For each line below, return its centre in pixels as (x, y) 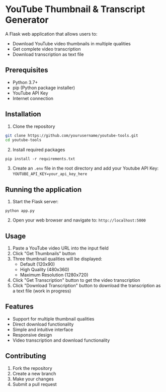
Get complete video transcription (47, 49)
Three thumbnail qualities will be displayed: (57, 259)
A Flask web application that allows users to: (51, 34)
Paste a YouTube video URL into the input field (61, 248)
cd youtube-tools (23, 140)
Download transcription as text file (48, 54)
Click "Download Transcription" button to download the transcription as (87, 285)
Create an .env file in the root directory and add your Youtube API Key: (86, 168)
